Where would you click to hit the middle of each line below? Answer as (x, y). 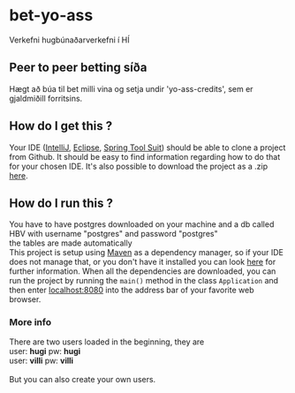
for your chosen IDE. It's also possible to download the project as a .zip (139, 166)
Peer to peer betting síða (78, 68)
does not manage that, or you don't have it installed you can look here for (143, 262)
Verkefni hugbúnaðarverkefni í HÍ (69, 40)
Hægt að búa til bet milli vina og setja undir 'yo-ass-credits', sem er (131, 88)
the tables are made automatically (71, 243)
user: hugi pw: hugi (45, 351)
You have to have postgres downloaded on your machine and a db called (142, 224)
